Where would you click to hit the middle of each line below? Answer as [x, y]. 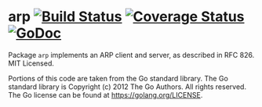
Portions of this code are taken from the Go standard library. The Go [118, 78]
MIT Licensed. [31, 63]
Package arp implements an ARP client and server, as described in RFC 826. [131, 55]
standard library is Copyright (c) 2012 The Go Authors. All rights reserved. [127, 87]
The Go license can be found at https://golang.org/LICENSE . [106, 95]
